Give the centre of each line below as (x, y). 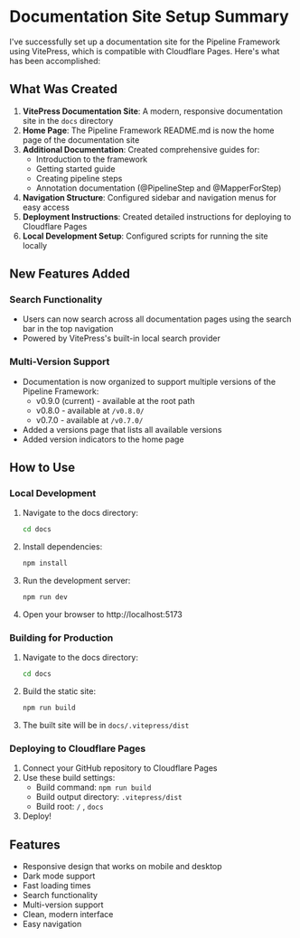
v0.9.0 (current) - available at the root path (115, 400)
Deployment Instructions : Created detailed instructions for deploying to (157, 216)
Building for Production (61, 637)
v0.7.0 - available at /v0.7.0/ (89, 420)
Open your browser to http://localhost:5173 (102, 614)
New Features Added (70, 274)
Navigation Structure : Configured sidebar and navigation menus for (150, 197)
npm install (45, 563)
